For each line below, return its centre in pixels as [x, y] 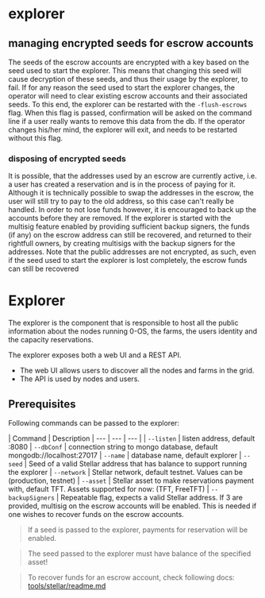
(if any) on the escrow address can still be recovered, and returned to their [130, 235]
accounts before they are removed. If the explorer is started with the [120, 218]
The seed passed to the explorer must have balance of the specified [139, 554]
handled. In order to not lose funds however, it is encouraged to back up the [132, 210]
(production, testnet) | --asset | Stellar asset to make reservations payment [131, 480]
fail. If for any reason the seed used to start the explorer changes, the [122, 87]
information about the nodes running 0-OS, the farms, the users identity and [133, 331]
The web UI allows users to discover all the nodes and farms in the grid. [137, 371]
